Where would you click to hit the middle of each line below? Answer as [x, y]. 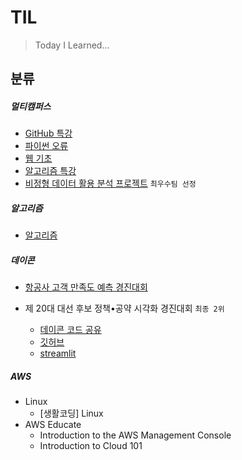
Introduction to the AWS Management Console [135, 435]
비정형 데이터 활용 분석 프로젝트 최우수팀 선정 [110, 183]
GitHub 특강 [48, 133]
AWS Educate [53, 425]
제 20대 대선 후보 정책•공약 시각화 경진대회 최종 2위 [124, 308]
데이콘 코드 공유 [70, 330]
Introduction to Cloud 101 [91, 446]
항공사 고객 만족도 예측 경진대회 [86, 287]
